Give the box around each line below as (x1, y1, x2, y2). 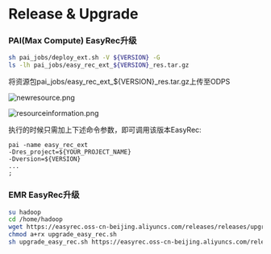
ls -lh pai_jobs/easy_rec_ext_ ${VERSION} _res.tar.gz (8, 61, 190, 69)
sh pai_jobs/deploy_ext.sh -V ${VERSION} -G (8, 54, 161, 62)
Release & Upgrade (8, 5, 139, 23)
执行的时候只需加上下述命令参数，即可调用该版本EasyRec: (8, 125, 202, 135)
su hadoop (8, 208, 42, 216)
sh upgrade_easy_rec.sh (8, 238, 89, 246)
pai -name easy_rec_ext (8, 141, 89, 150)
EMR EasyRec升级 (8, 190, 80, 201)
